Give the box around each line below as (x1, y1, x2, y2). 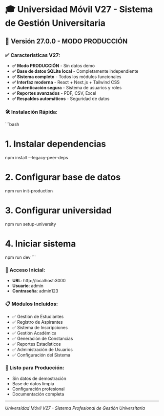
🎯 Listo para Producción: (5, 364, 64, 371)
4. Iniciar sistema (5, 238, 76, 250)
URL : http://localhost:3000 (12, 278, 66, 284)
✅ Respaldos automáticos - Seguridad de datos (12, 96, 110, 102)
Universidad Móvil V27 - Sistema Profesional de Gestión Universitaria (5, 405, 145, 411)
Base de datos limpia (12, 380, 55, 386)
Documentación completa (12, 391, 64, 397)
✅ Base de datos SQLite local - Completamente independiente (12, 68, 139, 74)
